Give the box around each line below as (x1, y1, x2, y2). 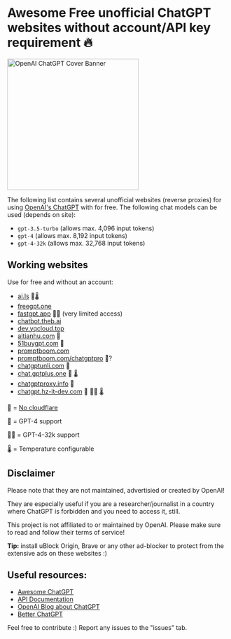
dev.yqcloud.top (17, 324, 64, 332)
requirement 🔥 (7, 35, 93, 50)
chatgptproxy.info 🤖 (17, 379, 75, 388)
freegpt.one (17, 302, 52, 310)
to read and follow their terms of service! (7, 528, 125, 536)
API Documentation (17, 595, 73, 603)
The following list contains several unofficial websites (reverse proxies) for (7, 195, 222, 204)
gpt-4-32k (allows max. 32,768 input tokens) (17, 239, 146, 247)
